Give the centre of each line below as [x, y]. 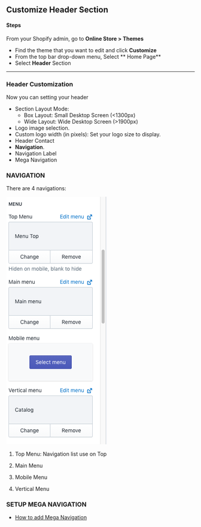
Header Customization [40, 84]
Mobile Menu [31, 477]
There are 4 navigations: [36, 188]
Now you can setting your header [47, 97]
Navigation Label [36, 153]
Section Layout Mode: [42, 109]
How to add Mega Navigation [51, 517]
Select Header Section [43, 63]
